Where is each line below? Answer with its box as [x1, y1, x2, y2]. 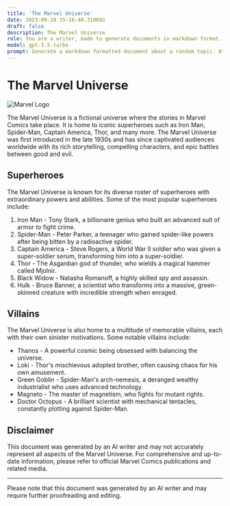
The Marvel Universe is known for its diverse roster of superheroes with [7, 187, 210, 196]
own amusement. [16, 369, 66, 377]
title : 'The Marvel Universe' [7, 10, 94, 17]
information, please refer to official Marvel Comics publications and [21, 457, 211, 466]
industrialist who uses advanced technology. [16, 383, 144, 391]
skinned [16, 288, 40, 296]
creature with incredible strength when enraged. [40, 288, 178, 296]
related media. [7, 464, 48, 472]
